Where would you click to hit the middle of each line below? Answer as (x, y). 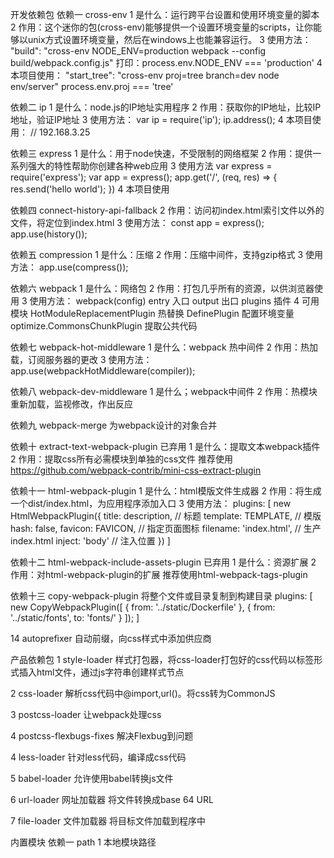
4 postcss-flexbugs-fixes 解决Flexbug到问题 (102, 736)
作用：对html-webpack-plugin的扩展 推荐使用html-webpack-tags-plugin (159, 574)
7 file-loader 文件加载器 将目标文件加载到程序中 (108, 821)
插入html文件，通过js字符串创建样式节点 (101, 672)
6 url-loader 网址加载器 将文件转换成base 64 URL (112, 799)
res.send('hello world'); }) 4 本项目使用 (90, 189)
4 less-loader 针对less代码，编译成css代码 (98, 757)
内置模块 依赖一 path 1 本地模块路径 (83, 842)
